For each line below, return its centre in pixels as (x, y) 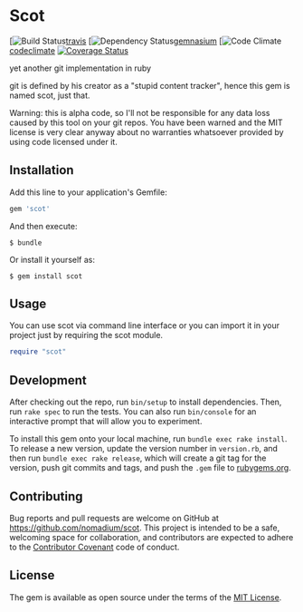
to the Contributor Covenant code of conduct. (95, 547)
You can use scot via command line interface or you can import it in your (145, 325)
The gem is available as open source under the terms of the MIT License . (146, 597)
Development (48, 380)
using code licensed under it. (63, 141)
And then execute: (43, 226)
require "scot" (38, 352)
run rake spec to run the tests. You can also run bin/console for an (133, 412)
